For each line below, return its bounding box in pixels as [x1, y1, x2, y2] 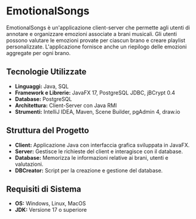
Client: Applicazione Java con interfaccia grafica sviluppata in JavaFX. [14, 141, 190, 148]
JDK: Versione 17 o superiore [14, 206, 87, 214]
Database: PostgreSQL [14, 95, 72, 102]
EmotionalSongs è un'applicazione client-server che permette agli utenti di [6, 24, 190, 31]
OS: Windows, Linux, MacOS [14, 200, 87, 207]
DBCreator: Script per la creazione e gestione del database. [14, 166, 163, 174]
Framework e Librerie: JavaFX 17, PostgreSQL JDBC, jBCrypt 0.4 [14, 89, 175, 96]
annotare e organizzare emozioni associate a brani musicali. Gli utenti [6, 30, 177, 37]
